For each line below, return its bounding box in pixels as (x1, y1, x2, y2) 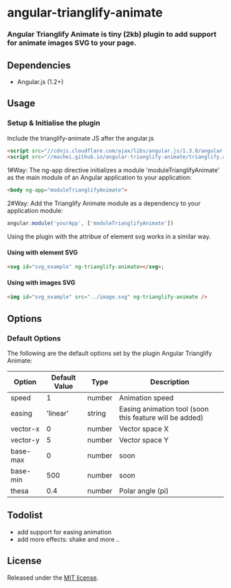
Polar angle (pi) (119, 486, 169, 496)
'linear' (46, 408, 69, 418)
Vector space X (119, 424, 169, 434)
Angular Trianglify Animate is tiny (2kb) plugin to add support (7, 30, 217, 39)
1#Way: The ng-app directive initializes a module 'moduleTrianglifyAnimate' (7, 166, 220, 174)
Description (150, 377, 190, 387)
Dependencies (7, 59, 71, 71)
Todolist (7, 509, 43, 521)
